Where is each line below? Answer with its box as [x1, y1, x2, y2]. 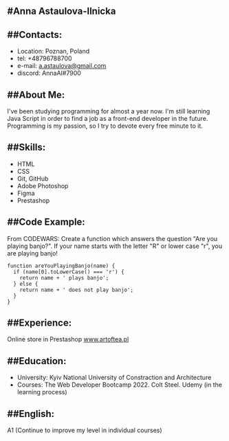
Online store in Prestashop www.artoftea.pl [7, 335, 129, 343]
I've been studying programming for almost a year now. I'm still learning [7, 107, 210, 115]
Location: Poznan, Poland [17, 47, 90, 56]
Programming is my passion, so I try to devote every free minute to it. [7, 122, 203, 130]
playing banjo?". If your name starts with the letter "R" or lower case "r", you [7, 242, 222, 250]
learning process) [17, 388, 67, 396]
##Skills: [7, 142, 46, 153]
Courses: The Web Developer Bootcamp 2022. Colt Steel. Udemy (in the [17, 381, 222, 389]
